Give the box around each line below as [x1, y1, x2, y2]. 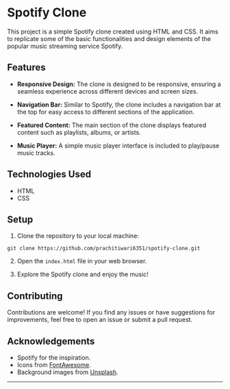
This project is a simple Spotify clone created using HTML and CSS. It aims [7, 27, 219, 36]
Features [7, 62, 46, 73]
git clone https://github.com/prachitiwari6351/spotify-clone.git [7, 245, 201, 252]
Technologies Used [7, 169, 91, 180]
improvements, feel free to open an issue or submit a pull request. [7, 316, 193, 324]
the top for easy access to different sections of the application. [16, 107, 195, 116]
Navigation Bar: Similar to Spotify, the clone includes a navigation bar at [16, 100, 221, 109]
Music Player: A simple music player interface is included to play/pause [16, 142, 220, 150]
